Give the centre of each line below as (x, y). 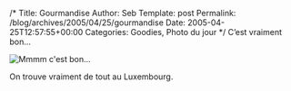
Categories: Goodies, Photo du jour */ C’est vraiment (184, 32)
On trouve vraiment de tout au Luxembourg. (91, 77)
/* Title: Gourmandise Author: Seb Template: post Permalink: (123, 13)
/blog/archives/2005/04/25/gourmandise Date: (98, 23)
